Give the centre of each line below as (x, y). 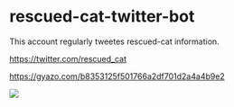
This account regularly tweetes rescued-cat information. (114, 41)
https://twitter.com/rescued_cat (68, 58)
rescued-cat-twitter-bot (102, 17)
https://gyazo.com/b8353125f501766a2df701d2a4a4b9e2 (117, 76)
